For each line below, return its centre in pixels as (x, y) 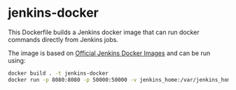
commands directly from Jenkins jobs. (63, 39)
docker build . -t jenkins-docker (58, 73)
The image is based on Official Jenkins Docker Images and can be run (109, 53)
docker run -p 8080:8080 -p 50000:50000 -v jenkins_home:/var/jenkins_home (121, 80)
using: (17, 60)
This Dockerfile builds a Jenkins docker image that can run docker (104, 32)
